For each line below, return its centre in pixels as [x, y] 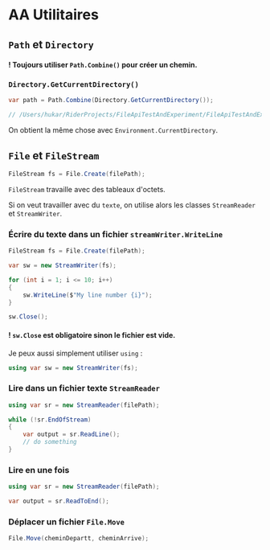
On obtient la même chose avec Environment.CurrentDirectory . [113, 130]
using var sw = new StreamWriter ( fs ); [73, 367]
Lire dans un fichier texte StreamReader [84, 388]
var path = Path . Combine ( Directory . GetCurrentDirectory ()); [111, 101]
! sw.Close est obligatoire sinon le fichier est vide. [92, 335]
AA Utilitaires [53, 15]
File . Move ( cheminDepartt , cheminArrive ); [79, 539]
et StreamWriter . [35, 213]
